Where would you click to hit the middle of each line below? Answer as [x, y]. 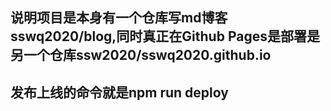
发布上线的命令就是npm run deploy [119, 92]
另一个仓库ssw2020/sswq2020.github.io [141, 55]
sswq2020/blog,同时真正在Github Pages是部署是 [165, 36]
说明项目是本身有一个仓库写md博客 [119, 18]
